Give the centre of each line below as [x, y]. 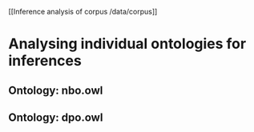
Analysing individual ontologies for [127, 44]
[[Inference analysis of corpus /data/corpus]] [83, 12]
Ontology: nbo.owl [56, 90]
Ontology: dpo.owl [56, 117]
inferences [45, 61]
